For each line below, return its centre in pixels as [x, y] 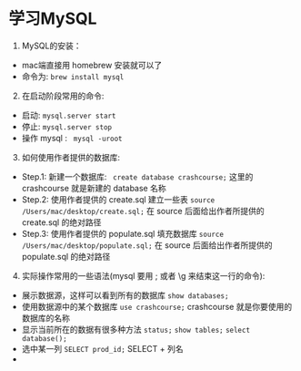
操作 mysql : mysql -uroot [72, 138]
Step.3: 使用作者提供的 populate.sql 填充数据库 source [123, 233]
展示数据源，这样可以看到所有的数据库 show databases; [125, 295]
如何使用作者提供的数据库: [70, 157]
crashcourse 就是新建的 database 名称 [94, 188]
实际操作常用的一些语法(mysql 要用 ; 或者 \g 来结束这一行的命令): [143, 275]
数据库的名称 [45, 318]
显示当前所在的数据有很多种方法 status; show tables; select [136, 329]
